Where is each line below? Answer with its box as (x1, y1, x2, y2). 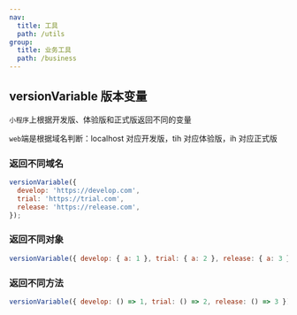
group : (9, 37, 34, 47)
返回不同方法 (9, 276, 65, 288)
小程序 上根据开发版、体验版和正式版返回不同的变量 (9, 114, 192, 125)
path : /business (17, 54, 77, 63)
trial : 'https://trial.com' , (17, 194, 125, 204)
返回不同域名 (9, 157, 65, 169)
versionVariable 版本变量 (9, 89, 148, 104)
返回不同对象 (9, 234, 65, 246)
